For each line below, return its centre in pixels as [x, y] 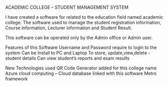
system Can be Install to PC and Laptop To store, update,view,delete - [78, 53]
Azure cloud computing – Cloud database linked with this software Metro [81, 73]
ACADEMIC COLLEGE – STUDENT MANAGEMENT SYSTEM [67, 7]
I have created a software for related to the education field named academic [84, 17]
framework [17, 79]
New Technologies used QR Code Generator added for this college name [81, 68]
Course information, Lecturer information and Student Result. [69, 28]
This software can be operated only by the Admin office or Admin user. [79, 38]
